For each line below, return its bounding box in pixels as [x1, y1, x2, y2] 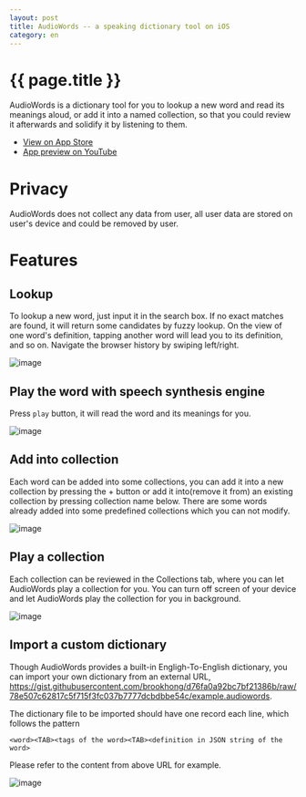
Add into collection [9, 452, 119, 468]
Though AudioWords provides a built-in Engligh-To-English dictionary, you [9, 661, 289, 672]
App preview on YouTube [22, 147, 117, 158]
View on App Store [22, 137, 94, 148]
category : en [9, 30, 59, 39]
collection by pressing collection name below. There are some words [9, 495, 268, 506]
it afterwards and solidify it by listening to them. [9, 119, 189, 130]
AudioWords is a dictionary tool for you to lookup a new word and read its [9, 99, 285, 110]
